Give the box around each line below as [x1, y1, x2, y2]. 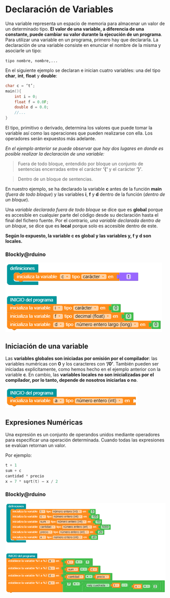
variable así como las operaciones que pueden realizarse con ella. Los [5, 130, 153, 136]
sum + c [5, 468, 22, 473]
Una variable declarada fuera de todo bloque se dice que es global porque [5, 206, 163, 213]
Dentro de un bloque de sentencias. [17, 176, 93, 182]
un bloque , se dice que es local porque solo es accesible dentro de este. [5, 223, 158, 229]
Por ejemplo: [5, 452, 32, 458]
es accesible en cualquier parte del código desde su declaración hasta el [5, 212, 159, 218]
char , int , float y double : [5, 72, 58, 79]
